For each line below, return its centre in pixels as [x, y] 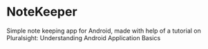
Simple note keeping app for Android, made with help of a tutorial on [104, 31]
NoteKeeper [42, 12]
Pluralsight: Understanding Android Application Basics [84, 37]
